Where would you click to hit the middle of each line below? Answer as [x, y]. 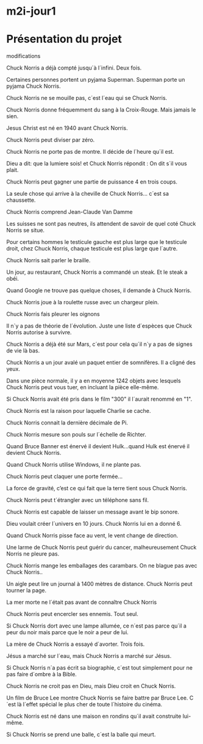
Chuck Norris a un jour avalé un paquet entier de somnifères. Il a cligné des [101, 363]
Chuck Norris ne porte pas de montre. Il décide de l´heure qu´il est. [91, 152]
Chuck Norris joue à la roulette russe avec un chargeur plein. [83, 302]
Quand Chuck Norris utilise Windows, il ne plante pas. [74, 465]
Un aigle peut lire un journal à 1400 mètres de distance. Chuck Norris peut [100, 584]
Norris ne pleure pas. [33, 554]
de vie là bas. [23, 351]
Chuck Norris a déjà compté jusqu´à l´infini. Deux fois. [74, 68]
